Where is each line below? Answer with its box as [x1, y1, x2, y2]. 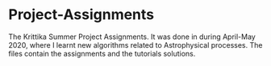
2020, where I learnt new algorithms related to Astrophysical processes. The [8, 40, 263, 49]
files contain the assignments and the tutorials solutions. [8, 49, 196, 58]
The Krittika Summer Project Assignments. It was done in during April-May [8, 32, 256, 41]
